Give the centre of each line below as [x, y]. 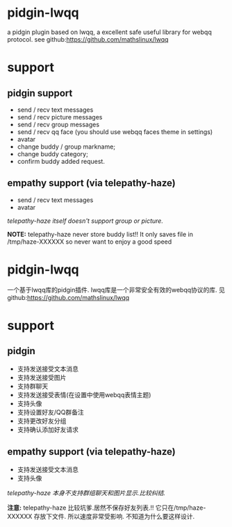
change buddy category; [52, 153]
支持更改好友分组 [42, 421]
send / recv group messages [58, 124]
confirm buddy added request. [61, 161]
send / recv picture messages [60, 117]
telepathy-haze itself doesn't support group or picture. [85, 221]
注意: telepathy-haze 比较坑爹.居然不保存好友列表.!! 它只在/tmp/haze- [107, 508]
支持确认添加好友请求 [48, 429]
